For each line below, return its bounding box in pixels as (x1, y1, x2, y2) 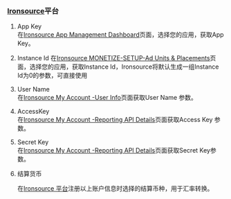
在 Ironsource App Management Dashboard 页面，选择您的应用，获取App (17, 31, 224, 39)
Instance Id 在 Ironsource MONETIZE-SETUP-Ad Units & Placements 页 (17, 54, 216, 62)
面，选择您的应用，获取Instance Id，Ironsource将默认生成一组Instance (17, 62, 219, 71)
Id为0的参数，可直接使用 (17, 71, 88, 80)
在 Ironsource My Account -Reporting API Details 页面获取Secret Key (17, 146, 211, 155)
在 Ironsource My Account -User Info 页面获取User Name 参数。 (17, 94, 197, 102)
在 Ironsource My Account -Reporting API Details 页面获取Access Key (17, 116, 213, 124)
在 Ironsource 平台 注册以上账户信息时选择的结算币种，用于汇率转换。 (17, 184, 214, 193)
